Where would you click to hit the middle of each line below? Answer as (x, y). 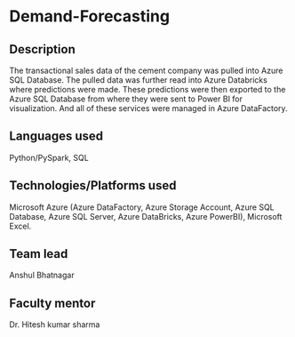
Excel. (20, 226)
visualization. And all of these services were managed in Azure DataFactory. (148, 108)
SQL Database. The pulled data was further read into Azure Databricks (139, 80)
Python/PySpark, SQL (49, 157)
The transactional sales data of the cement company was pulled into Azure (146, 70)
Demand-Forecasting (90, 16)
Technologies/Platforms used (93, 185)
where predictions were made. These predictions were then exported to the (147, 89)
